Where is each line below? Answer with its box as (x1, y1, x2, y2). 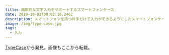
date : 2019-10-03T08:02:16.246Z (5, 12, 73, 17)
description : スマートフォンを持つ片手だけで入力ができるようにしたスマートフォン (5, 16, 158, 21)
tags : (5, 26, 17, 31)
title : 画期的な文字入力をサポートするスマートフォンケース (5, 7, 115, 12)
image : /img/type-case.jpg (5, 21, 62, 26)
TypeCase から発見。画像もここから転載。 (5, 45, 93, 50)
